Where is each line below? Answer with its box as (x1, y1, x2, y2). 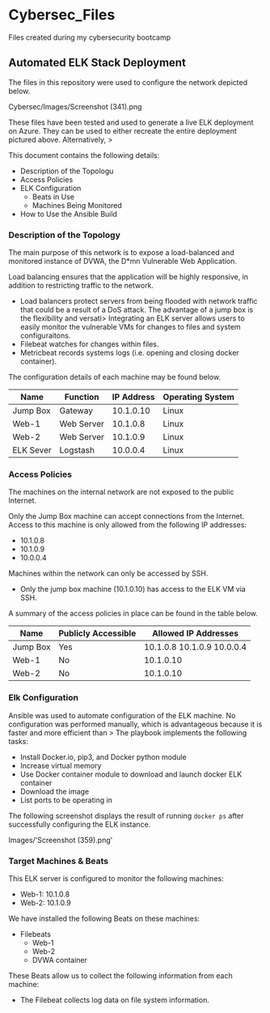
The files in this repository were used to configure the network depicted (8, 77, 248, 87)
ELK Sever (12, 445, 53, 456)
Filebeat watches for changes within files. (19, 339, 159, 349)
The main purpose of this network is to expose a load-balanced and (8, 248, 234, 258)
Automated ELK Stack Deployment (8, 56, 186, 70)
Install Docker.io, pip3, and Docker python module (19, 751, 188, 762)
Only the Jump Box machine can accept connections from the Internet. (8, 512, 245, 521)
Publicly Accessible (58, 628, 137, 639)
